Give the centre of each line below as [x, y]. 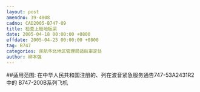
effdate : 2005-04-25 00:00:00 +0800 [52, 40]
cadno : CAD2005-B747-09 [36, 23]
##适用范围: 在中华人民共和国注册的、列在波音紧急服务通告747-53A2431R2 [101, 75]
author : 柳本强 [24, 57]
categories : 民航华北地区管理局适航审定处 [54, 51]
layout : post [23, 12]
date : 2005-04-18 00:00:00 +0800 [48, 34]
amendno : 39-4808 [28, 18]
